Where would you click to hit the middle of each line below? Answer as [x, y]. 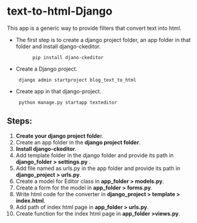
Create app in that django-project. [59, 91]
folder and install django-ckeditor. [58, 46]
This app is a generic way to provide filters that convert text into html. [94, 28]
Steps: [20, 121]
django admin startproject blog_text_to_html [77, 80]
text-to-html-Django [60, 11]
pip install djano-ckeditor [68, 57]
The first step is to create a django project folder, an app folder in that [103, 40]
